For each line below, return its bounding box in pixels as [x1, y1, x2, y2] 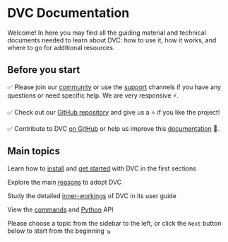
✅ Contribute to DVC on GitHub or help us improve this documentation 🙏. [7, 124, 220, 132]
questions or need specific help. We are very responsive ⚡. [7, 91, 179, 100]
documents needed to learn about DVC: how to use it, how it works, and [7, 35, 217, 44]
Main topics [7, 145, 60, 157]
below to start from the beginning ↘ [7, 226, 112, 235]
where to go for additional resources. [7, 43, 115, 52]
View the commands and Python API [7, 205, 114, 214]
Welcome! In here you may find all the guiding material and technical [7, 28, 207, 37]
